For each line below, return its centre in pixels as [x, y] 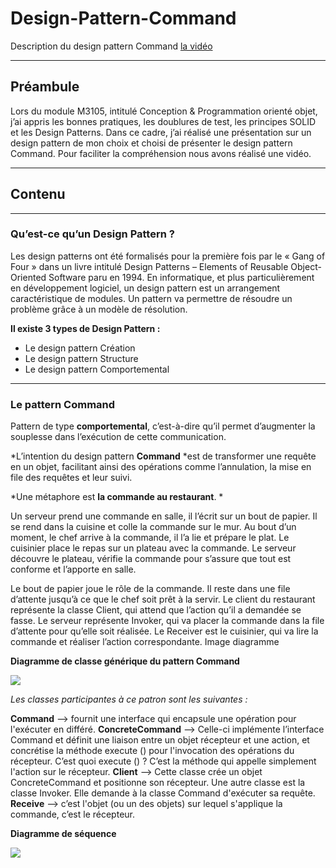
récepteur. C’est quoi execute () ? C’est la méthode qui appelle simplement [163, 761]
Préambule [45, 87]
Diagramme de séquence [63, 834]
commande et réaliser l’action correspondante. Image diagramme [145, 642]
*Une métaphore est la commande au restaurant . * [117, 497]
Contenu [38, 194]
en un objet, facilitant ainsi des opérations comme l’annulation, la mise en [161, 467]
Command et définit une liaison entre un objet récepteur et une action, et [160, 740]
